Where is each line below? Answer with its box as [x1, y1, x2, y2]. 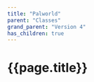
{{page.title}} [7, 60, 88, 76]
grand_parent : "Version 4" [7, 23, 86, 30]
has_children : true [7, 29, 65, 37]
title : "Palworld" [7, 10, 61, 18]
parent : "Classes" [7, 17, 61, 24]
